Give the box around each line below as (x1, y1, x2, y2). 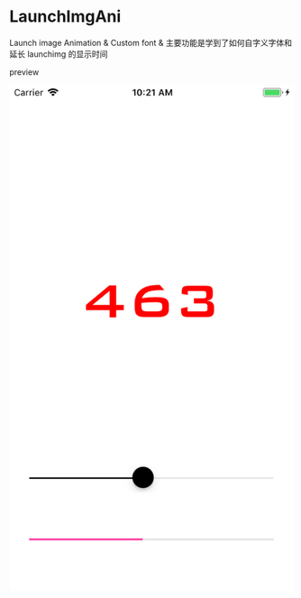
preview (9, 66, 40, 78)
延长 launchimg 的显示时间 (9, 48, 108, 60)
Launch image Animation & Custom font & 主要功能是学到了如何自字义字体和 (9, 37, 293, 48)
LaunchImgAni (9, 6, 122, 27)
